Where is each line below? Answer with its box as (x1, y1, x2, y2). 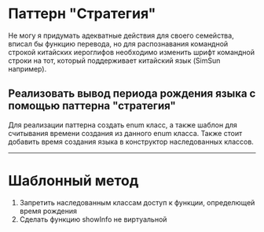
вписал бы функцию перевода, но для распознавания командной (8, 39, 229, 48)
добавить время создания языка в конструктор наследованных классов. (8, 137, 254, 146)
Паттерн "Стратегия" (8, 5, 156, 23)
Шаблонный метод (8, 171, 139, 190)
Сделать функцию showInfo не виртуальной (19, 214, 167, 224)
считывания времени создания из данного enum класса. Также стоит (8, 128, 243, 138)
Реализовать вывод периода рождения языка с (8, 87, 256, 101)
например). (8, 64, 47, 73)
